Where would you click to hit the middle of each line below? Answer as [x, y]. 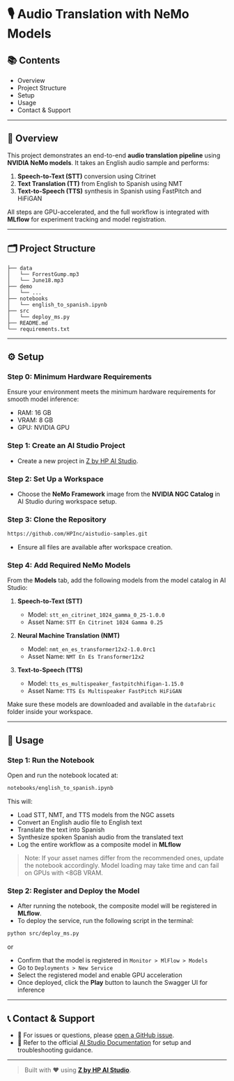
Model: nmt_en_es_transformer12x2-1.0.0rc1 [92, 649]
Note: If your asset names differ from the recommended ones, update [124, 857]
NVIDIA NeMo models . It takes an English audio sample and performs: [108, 162]
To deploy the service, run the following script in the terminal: [105, 921]
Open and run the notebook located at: [63, 775]
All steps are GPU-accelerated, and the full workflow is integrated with [108, 212]
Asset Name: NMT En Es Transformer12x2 [86, 657]
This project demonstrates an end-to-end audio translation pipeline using [114, 155]
